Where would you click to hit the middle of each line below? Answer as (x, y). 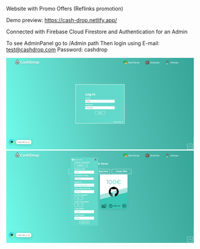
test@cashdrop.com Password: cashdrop (57, 49)
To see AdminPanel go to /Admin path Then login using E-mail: (83, 43)
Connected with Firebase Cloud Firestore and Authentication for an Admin (97, 32)
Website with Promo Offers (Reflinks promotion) (65, 9)
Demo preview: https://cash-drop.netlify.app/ (62, 20)
